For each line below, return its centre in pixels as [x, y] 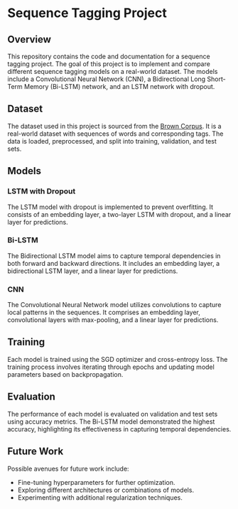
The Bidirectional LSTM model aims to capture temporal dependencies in [114, 256]
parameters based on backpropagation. [65, 374]
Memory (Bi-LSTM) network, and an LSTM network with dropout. [119, 86]
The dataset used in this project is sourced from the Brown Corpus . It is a [114, 126]
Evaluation [31, 397]
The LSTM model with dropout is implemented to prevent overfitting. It [110, 207]
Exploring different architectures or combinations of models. [106, 490]
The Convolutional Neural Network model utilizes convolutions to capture [114, 305]
